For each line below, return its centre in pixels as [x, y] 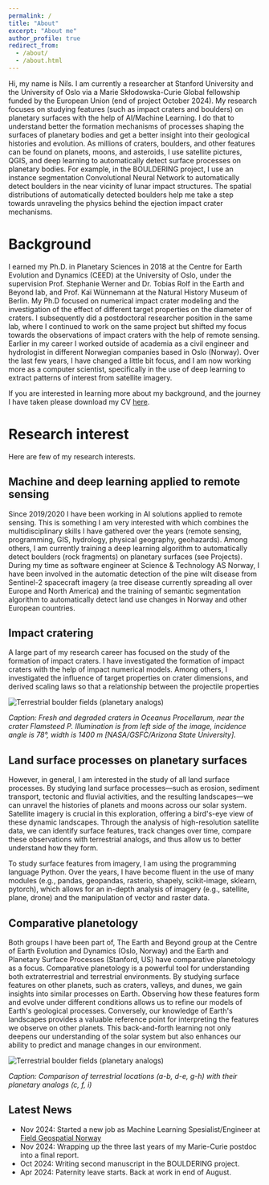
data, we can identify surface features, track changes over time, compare [130, 831]
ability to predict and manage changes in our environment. [105, 1045]
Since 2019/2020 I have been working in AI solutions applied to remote [125, 514]
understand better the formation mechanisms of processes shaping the [126, 126]
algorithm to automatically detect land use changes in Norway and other [128, 599]
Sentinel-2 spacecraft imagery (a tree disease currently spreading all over [130, 582]
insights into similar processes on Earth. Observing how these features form [134, 994]
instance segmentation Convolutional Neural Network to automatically [124, 177]
